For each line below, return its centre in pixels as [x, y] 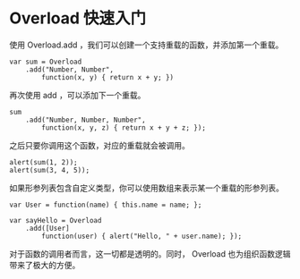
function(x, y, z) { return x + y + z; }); [124, 127]
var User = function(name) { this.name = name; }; [106, 205]
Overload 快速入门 [77, 18]
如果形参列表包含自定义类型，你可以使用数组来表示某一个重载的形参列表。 [146, 188]
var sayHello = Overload [56, 220]
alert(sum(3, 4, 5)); [50, 170]
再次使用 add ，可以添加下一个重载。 [77, 95]
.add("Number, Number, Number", [86, 120]
